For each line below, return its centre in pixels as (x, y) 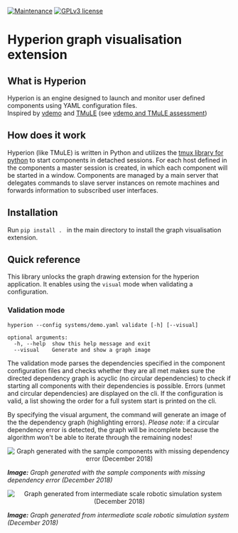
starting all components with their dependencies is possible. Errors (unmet (117, 386)
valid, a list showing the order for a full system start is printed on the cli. (112, 401)
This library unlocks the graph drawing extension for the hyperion (103, 276)
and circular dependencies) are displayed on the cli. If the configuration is (115, 393)
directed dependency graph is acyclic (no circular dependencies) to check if (119, 378)
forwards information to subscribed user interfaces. (83, 190)
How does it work (47, 135)
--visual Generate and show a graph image (82, 350)
